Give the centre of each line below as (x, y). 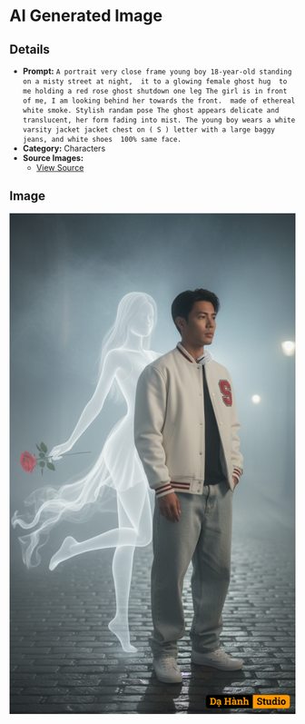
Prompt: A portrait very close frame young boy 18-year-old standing (157, 71)
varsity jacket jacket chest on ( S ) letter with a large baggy (148, 130)
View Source (60, 168)
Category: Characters (64, 148)
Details (30, 50)
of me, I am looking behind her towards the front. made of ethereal (159, 101)
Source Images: (53, 158)
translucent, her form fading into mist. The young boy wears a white (159, 120)
